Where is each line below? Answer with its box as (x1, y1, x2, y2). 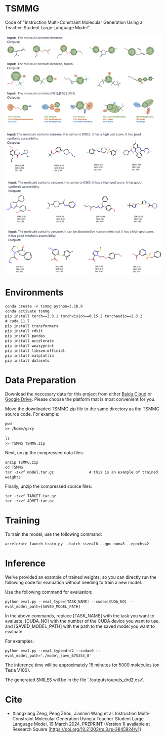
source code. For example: (5, 411, 60, 417)
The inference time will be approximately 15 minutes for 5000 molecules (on (5, 662, 160, 668)
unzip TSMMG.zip (5, 460, 39, 465)
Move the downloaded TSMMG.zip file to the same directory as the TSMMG (5, 406, 160, 412)
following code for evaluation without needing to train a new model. (5, 579, 142, 585)
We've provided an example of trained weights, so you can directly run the (5, 574, 157, 580)
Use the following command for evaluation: (5, 589, 93, 595)
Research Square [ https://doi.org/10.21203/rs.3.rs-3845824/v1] (12, 726, 142, 732)
